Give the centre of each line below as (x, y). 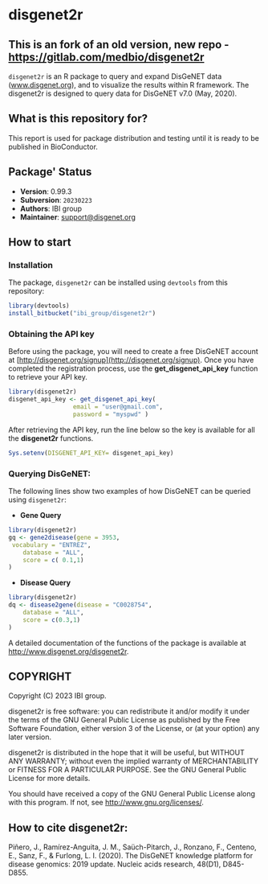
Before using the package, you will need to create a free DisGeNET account (133, 352)
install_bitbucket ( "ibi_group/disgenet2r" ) (82, 314)
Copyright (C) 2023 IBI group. (57, 696)
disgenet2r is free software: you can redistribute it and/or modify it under (129, 711)
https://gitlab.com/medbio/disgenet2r (106, 57)
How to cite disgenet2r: (68, 827)
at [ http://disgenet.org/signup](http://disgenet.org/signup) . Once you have (131, 360)
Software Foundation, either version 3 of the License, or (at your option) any (134, 729)
